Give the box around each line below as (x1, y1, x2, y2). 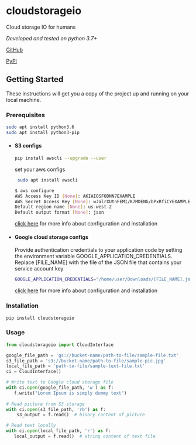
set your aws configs (14, 166, 66, 173)
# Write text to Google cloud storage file (6, 379, 114, 385)
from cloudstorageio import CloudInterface (6, 341, 114, 348)
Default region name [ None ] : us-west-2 (14, 204, 112, 210)
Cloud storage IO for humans (6, 23, 76, 30)
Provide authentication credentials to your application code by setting (14, 247, 183, 254)
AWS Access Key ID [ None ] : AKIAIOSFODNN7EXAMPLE (14, 193, 136, 199)
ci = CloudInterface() (6, 369, 61, 375)
